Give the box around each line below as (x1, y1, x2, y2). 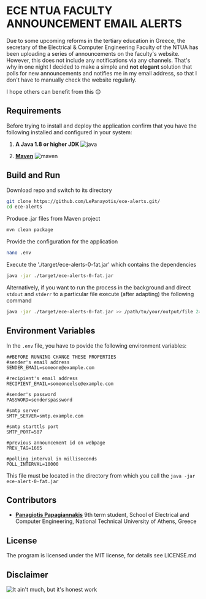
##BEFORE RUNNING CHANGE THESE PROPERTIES (6, 354, 116, 360)
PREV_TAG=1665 (6, 445, 43, 451)
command (6, 297, 32, 304)
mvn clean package (6, 227, 53, 233)
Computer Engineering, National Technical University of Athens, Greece (15, 517, 197, 525)
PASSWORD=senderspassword (6, 397, 72, 403)
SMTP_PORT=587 (6, 429, 43, 435)
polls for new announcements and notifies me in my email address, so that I (6, 69, 197, 77)
